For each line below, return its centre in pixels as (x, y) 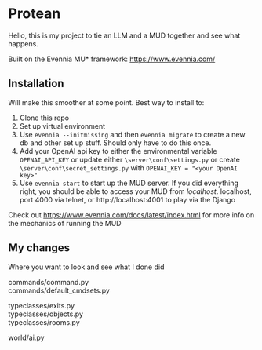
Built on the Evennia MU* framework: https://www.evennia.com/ (112, 59)
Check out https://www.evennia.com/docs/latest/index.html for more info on (131, 215)
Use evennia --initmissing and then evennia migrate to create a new (132, 134)
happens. (24, 43)
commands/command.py (48, 282)
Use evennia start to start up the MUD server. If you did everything (129, 183)
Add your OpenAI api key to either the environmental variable (118, 151)
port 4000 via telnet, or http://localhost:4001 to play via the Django (127, 199)
